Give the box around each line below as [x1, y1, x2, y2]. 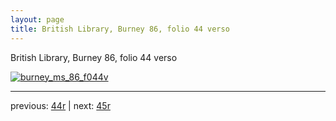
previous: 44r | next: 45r [10, 99, 111, 111]
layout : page [10, 14, 65, 25]
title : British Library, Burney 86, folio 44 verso [10, 24, 230, 34]
